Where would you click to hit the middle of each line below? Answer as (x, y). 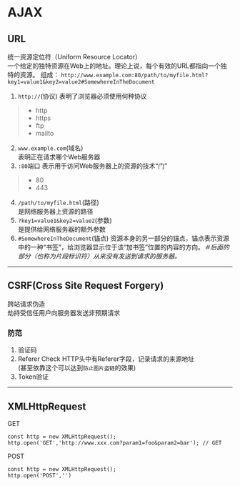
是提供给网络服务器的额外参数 (61, 229)
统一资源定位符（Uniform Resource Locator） (74, 57)
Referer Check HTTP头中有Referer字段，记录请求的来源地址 (106, 359)
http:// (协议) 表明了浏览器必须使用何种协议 (82, 96)
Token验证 (33, 377)
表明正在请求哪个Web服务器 (59, 157)
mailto (45, 133)
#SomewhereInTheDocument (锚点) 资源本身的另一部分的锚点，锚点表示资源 (124, 238)
